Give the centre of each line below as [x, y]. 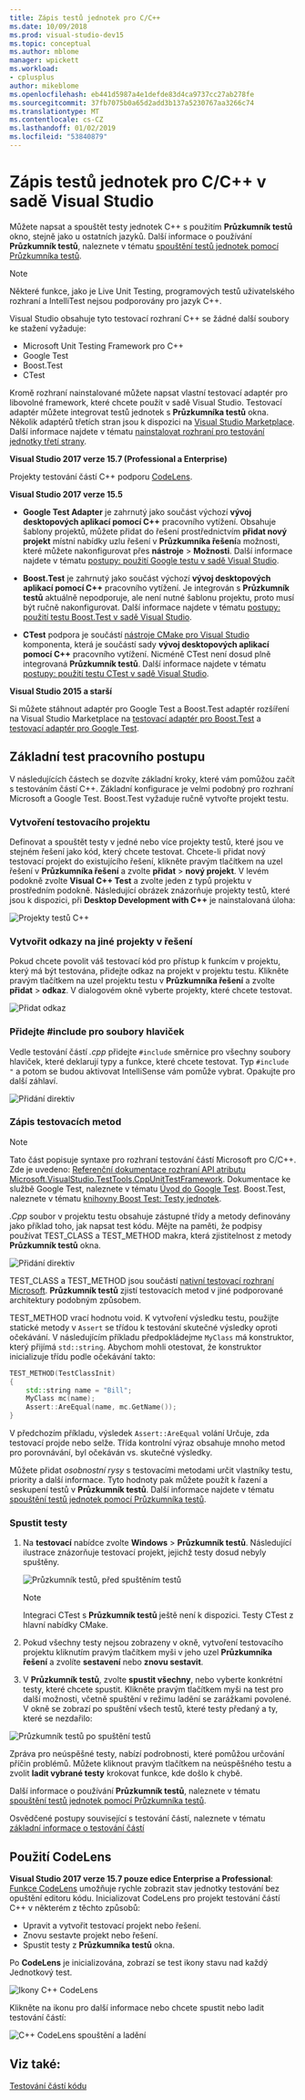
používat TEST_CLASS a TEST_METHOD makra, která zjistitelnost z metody [151, 1235]
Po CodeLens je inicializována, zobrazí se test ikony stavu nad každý [139, 1963]
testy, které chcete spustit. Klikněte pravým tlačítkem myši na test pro [153, 1689]
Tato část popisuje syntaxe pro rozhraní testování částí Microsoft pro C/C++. [153, 1160]
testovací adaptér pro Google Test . [74, 728]
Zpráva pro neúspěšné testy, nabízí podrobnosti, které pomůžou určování [147, 1754]
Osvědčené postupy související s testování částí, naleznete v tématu [137, 1819]
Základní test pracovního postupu [107, 757]
